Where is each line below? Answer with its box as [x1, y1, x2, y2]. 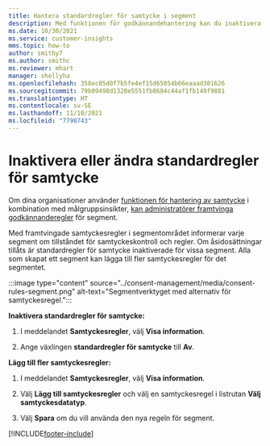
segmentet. [8, 262, 47, 272]
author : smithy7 [8, 49, 63, 57]
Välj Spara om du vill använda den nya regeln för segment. [19, 413, 215, 423]
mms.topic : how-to [8, 42, 70, 50]
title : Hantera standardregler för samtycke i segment [8, 11, 197, 20]
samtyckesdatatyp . [19, 397, 87, 407]
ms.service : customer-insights [8, 34, 114, 43]
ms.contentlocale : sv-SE [8, 102, 92, 110]
